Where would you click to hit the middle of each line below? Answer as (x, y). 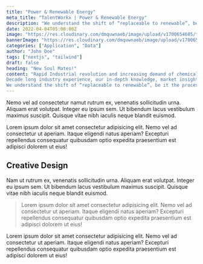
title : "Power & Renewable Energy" (51, 12)
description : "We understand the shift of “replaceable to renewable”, (98, 23)
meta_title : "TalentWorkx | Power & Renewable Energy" (77, 18)
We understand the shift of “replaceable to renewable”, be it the (93, 86)
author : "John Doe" (31, 52)
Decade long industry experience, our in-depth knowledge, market (92, 80)
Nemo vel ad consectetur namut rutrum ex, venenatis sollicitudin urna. (94, 103)
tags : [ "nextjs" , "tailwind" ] (44, 57)
